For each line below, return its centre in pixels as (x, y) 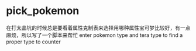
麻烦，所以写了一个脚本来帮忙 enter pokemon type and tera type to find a (94, 35)
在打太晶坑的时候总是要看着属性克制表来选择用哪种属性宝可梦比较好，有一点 (98, 28)
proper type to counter (33, 42)
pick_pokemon (43, 11)
